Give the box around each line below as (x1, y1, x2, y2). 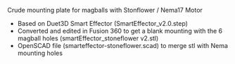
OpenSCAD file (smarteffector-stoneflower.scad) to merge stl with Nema (17, 42, 229, 49)
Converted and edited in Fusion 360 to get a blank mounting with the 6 (17, 27, 223, 35)
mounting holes (17, 49, 63, 57)
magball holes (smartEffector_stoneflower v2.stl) (17, 34, 159, 42)
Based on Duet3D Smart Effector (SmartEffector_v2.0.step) (17, 19, 189, 27)
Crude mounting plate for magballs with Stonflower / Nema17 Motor (7, 6, 203, 14)
